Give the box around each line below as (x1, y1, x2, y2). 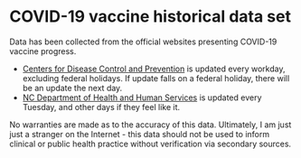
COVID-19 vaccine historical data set (9, 6, 292, 27)
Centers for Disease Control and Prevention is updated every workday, (22, 63, 286, 74)
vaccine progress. (9, 45, 77, 56)
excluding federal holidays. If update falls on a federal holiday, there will (22, 72, 290, 83)
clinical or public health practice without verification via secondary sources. (9, 138, 292, 149)
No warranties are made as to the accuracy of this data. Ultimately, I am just (9, 119, 292, 130)
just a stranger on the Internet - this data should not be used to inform (9, 128, 269, 139)
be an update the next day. (22, 82, 123, 93)
